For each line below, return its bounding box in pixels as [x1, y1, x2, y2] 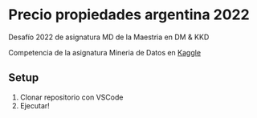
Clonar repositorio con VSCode [19, 92, 124, 102]
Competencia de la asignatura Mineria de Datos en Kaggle [8, 47, 202, 57]
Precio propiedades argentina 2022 [8, 6, 251, 24]
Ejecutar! [19, 100, 50, 110]
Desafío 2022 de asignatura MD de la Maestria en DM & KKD [8, 32, 210, 42]
